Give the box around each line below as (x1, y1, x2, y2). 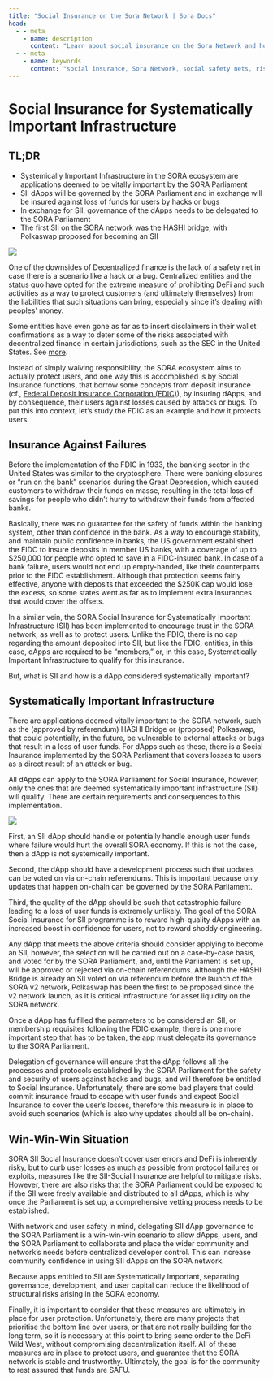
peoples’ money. (8, 305, 64, 315)
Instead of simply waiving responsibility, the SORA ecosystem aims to (8, 362, 242, 372)
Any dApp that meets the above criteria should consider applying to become (8, 939, 264, 949)
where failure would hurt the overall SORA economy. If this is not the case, (8, 840, 258, 850)
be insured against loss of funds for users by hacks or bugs (19, 197, 220, 206)
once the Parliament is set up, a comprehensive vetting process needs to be (8, 1197, 263, 1207)
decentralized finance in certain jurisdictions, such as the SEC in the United (8, 338, 261, 348)
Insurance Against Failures (8, 438, 147, 452)
